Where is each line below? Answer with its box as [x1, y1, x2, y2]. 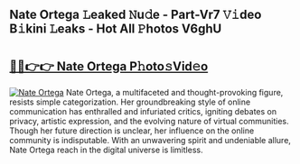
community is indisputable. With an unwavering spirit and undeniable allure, [9, 135, 292, 145]
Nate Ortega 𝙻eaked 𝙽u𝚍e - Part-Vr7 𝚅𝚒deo [9, 7, 262, 23]
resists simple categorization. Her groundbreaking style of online [9, 96, 251, 107]
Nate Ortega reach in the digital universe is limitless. [9, 144, 203, 155]
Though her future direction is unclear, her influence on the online [9, 125, 255, 136]
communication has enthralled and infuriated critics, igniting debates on [9, 106, 277, 116]
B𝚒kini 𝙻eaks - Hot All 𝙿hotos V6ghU [9, 22, 222, 37]
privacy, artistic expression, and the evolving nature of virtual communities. [9, 116, 289, 126]
